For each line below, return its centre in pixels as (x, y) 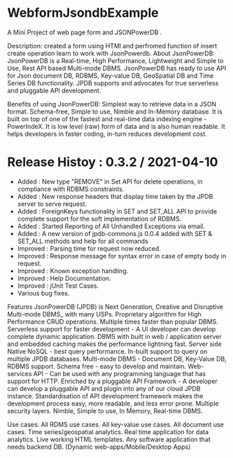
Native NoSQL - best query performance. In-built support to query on (107, 351)
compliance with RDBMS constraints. (71, 189)
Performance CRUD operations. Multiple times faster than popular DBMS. (113, 321)
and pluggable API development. (54, 90)
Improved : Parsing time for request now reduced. (89, 248)
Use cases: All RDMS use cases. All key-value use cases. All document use (115, 424)
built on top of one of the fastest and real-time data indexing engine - (107, 119)
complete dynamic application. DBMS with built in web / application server (114, 336)
